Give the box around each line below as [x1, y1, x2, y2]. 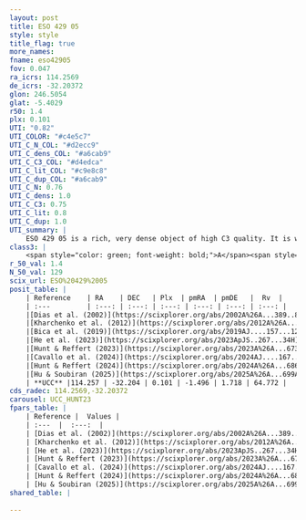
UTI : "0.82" [9, 124, 55, 133]
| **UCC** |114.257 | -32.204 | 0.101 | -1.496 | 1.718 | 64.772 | [25, 378, 287, 388]
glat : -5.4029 [9, 98, 64, 108]
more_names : [9, 47, 55, 57]
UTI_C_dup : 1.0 [9, 216, 67, 226]
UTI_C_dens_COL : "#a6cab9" [9, 149, 112, 158]
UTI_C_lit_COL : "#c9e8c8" [9, 166, 107, 175]
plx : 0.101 [9, 115, 51, 124]
